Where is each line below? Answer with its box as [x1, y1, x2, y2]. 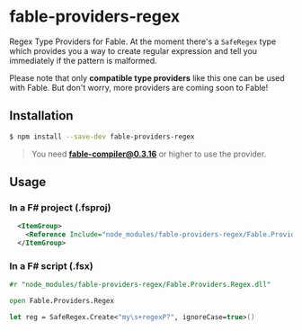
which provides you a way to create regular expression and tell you [9, 45, 258, 56]
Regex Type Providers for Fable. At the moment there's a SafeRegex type [9, 36, 277, 47]
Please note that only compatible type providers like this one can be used [9, 72, 285, 83]
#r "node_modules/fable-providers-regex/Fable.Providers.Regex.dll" [9, 281, 271, 290]
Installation [9, 108, 74, 123]
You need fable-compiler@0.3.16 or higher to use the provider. [31, 148, 267, 159]
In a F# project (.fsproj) [9, 201, 111, 213]
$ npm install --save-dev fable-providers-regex [9, 132, 195, 141]
